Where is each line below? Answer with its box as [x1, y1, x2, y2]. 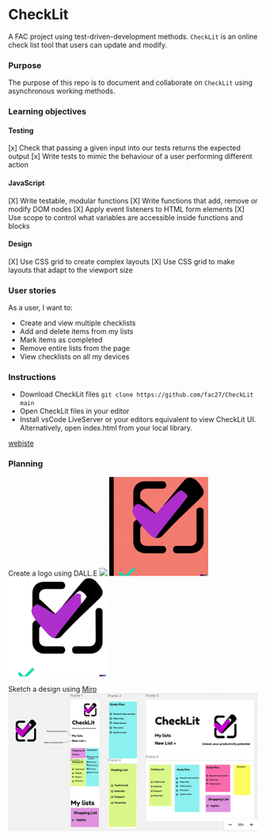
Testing [8, 125, 34, 135]
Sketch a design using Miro [8, 684, 97, 693]
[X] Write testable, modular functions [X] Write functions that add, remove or [8, 196, 258, 205]
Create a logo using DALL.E [8, 568, 97, 578]
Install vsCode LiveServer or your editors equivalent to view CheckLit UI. [19, 415, 256, 424]
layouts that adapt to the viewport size [8, 265, 133, 275]
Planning [8, 458, 44, 469]
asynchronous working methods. [8, 86, 116, 96]
